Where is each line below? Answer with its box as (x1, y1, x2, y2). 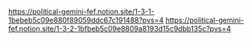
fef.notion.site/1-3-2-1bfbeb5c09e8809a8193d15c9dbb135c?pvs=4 (8, 24, 231, 33)
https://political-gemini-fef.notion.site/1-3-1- (8, 7, 155, 16)
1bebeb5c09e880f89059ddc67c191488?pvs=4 (8, 15, 164, 25)
